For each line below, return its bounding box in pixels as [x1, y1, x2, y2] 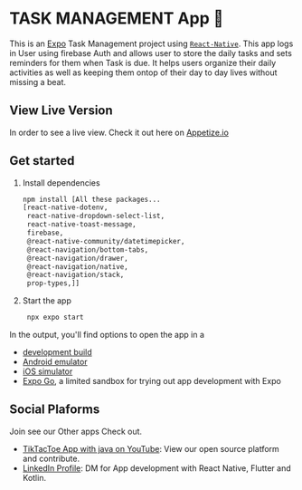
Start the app [22, 295, 72, 306]
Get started [9, 153, 75, 168]
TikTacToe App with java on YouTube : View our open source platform [22, 443, 280, 454]
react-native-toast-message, [26, 220, 137, 229]
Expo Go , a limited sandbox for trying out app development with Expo [22, 376, 282, 387]
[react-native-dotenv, [22, 203, 109, 212]
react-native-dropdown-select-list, [26, 212, 165, 221]
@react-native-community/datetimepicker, [26, 236, 185, 245]
